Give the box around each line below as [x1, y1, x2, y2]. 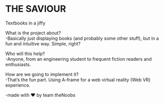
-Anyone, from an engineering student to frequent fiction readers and [5, 56, 152, 62]
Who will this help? [5, 50, 45, 57]
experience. [5, 82, 31, 88]
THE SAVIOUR [5, 3, 67, 15]
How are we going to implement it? [5, 71, 79, 77]
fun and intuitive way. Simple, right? [5, 40, 81, 46]
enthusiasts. [5, 61, 31, 67]
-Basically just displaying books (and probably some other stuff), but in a [5, 35, 159, 41]
